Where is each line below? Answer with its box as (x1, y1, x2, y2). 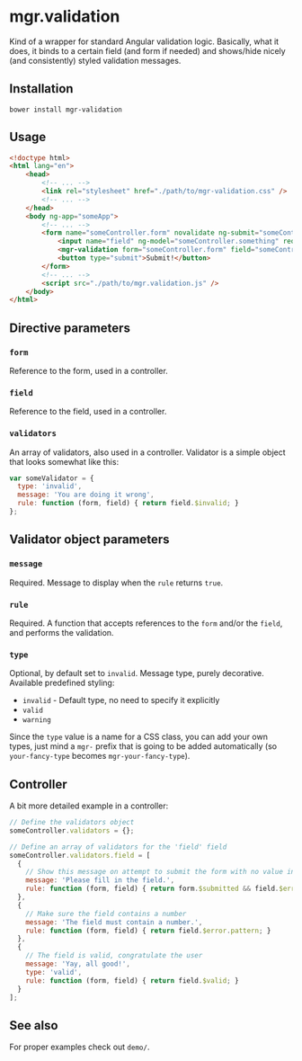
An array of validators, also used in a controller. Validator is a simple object (9, 447, 286, 458)
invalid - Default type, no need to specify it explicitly (22, 695, 220, 706)
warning (22, 716, 51, 725)
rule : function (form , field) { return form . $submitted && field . (25, 884, 280, 894)
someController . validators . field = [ (9, 851, 151, 860)
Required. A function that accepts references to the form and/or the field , (9, 618, 283, 629)
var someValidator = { (9, 474, 94, 483)
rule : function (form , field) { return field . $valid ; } (25, 976, 240, 985)
